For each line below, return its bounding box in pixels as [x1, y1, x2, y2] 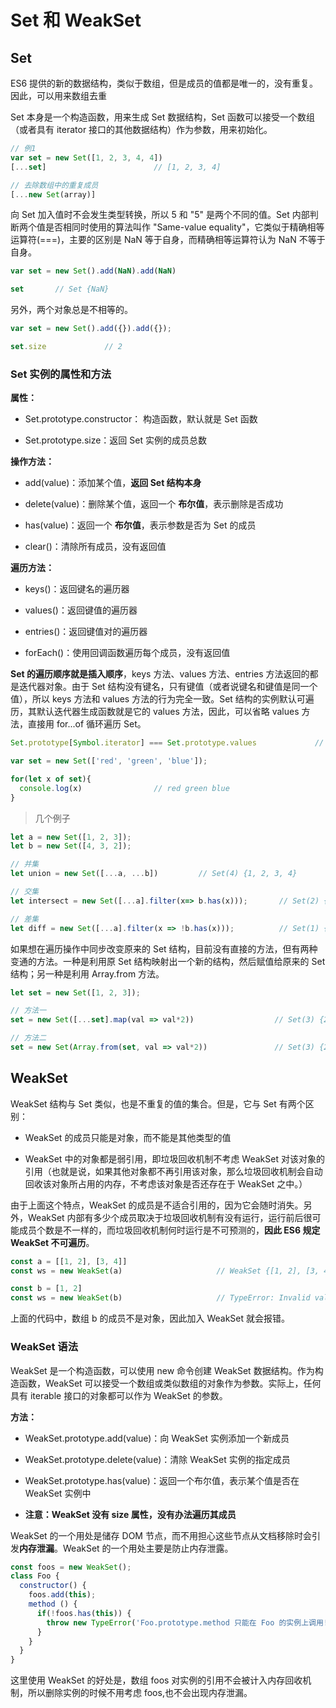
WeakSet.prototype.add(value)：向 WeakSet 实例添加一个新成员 [24, 1432, 290, 1444]
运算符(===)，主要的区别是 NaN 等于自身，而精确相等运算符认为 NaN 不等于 [10, 234, 326, 246]
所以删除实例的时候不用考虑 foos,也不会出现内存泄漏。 [27, 1687, 253, 1699]
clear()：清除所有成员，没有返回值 [24, 541, 167, 553]
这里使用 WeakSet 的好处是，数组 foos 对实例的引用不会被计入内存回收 [10, 1674, 303, 1686]
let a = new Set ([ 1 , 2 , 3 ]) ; [10, 832, 132, 842]
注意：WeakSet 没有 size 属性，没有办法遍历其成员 [24, 1508, 237, 1520]
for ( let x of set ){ [10, 774, 92, 784]
